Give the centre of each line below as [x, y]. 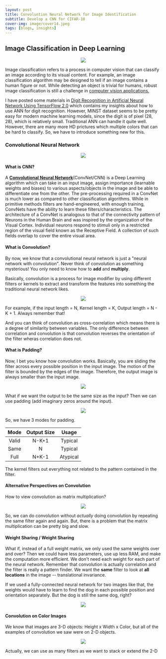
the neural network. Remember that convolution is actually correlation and [81, 565]
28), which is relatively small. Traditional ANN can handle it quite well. [76, 121]
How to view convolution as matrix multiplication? [56, 497]
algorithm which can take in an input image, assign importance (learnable [80, 183]
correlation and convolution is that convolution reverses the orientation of [80, 333]
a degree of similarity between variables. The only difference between [77, 328]
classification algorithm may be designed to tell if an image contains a [76, 80]
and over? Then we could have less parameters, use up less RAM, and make [83, 554]
